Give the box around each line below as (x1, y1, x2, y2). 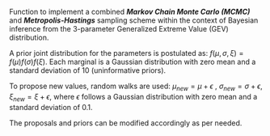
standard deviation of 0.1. (9, 102, 93, 112)
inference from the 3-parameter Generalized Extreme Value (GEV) (9, 24, 229, 33)
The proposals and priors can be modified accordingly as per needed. (9, 117, 243, 128)
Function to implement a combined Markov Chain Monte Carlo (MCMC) (9, 7, 251, 16)
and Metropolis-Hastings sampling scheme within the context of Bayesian (9, 15, 259, 25)
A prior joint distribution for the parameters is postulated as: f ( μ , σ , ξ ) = (9, 49, 244, 57)
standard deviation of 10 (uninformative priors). (9, 66, 167, 75)
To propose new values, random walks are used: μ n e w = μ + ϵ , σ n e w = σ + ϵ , (9, 81, 264, 92)
